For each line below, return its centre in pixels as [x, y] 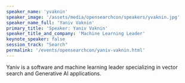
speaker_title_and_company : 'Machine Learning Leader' [76, 34]
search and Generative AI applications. [54, 73]
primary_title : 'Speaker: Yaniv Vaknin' [57, 28]
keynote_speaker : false [36, 39]
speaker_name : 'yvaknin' [37, 12]
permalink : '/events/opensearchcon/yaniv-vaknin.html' [76, 50]
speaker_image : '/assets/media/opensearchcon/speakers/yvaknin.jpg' [93, 17]
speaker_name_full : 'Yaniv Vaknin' [50, 23]
